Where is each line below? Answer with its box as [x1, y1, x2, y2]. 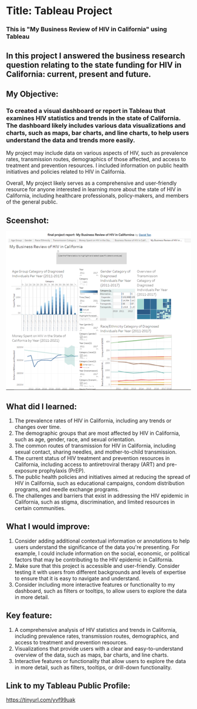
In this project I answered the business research [6, 51, 186, 61]
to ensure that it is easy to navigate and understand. [14, 575, 141, 582]
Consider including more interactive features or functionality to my [14, 581, 175, 588]
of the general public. [6, 198, 58, 205]
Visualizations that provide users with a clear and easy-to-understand [14, 645, 184, 652]
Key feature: [6, 611, 53, 621]
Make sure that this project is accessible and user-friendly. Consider [14, 562, 180, 569]
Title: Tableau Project [6, 4, 113, 18]
